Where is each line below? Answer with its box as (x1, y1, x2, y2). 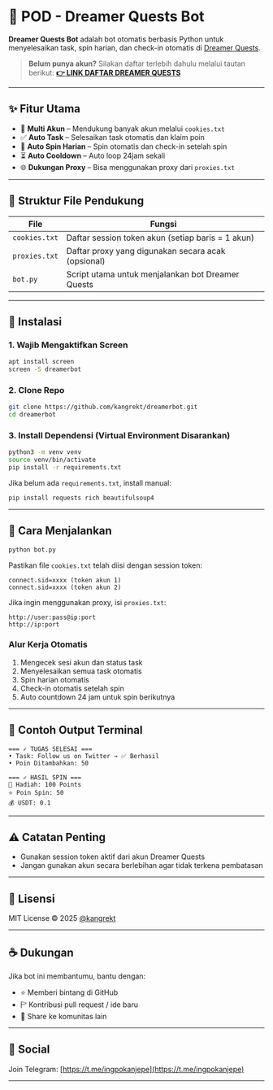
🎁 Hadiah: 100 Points (8, 780, 82, 788)
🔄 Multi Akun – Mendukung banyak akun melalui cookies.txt (19, 124, 225, 133)
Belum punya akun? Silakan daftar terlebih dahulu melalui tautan (28, 59, 246, 68)
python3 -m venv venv (8, 448, 82, 456)
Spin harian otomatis (19, 674, 89, 684)
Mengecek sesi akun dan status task (19, 657, 144, 667)
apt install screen (8, 358, 75, 366)
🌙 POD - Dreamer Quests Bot (8, 7, 205, 26)
